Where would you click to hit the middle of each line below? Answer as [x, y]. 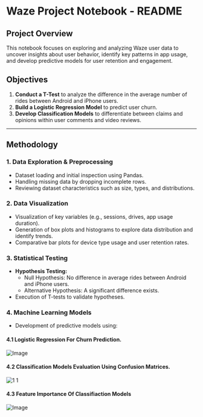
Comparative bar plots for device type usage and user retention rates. [102, 242]
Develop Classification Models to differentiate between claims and [99, 114]
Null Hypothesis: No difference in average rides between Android [105, 278]
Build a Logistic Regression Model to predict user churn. [86, 107]
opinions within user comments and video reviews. [78, 120]
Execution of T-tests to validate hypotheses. [70, 297]
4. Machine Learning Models [49, 312]
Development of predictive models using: [66, 326]
